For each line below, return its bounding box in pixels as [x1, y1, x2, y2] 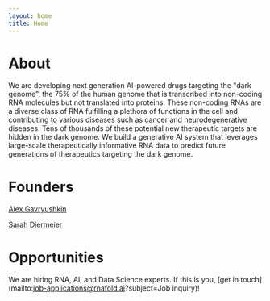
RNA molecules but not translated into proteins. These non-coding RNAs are [8, 98, 262, 107]
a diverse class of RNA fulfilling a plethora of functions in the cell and [8, 107, 238, 116]
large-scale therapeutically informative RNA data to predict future [8, 140, 226, 150]
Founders [8, 178, 74, 196]
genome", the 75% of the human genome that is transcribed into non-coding [8, 90, 263, 99]
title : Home [8, 19, 48, 27]
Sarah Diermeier [8, 219, 63, 230]
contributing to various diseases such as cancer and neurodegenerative [8, 115, 247, 125]
